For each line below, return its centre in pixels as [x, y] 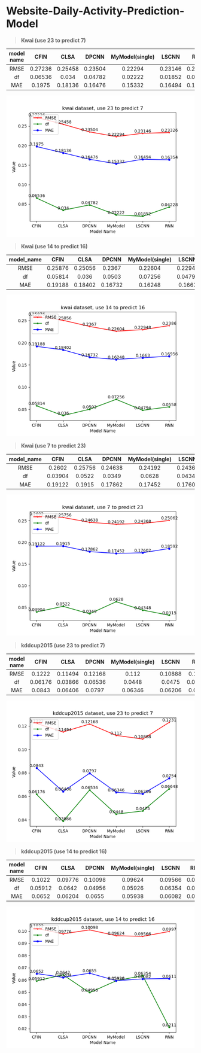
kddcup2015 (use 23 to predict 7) [63, 646]
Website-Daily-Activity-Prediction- [95, 11]
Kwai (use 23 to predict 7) [53, 40]
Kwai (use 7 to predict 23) [53, 446]
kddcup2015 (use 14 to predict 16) [64, 851]
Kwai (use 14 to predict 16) [54, 246]
